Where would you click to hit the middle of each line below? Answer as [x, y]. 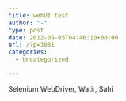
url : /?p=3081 [32, 45]
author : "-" [28, 23]
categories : [28, 52]
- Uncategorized [42, 60]
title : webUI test [38, 15]
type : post [26, 30]
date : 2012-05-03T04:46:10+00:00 [63, 37]
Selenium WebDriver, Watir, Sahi [61, 88]
